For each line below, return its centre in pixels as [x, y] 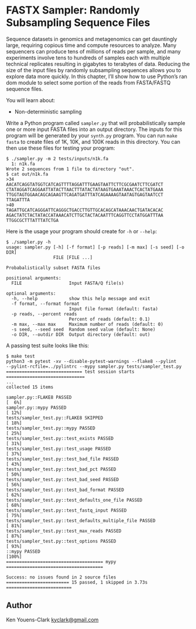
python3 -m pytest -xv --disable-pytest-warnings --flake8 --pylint [91, 361]
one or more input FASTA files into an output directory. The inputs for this [94, 129]
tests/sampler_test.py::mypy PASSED [51, 428]
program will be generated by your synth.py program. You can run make [92, 135]
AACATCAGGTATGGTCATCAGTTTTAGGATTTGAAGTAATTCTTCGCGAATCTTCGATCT [85, 184]
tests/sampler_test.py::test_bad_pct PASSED [61, 469]
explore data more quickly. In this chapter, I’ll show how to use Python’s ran [97, 76]
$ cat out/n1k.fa [27, 174]
